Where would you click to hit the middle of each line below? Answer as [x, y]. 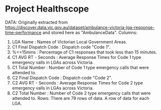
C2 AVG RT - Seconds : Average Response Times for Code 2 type [77, 82]
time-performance [23, 32]
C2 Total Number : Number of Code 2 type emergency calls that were [81, 93]
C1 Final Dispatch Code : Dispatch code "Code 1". [61, 47]
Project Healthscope [47, 9]
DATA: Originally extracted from [37, 22]
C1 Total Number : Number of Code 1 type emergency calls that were [80, 67]
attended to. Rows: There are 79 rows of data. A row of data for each [80, 98]
